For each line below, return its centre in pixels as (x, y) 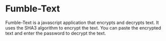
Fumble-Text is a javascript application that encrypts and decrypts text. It (82, 22)
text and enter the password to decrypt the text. (56, 33)
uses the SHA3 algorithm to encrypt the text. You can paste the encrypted (83, 27)
